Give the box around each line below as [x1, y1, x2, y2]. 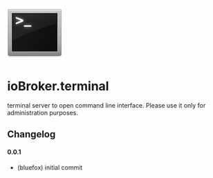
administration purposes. [7, 108, 78, 117]
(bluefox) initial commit [17, 163, 83, 171]
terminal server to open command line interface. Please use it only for [7, 101, 206, 109]
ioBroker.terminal [7, 79, 109, 95]
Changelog [7, 128, 56, 140]
